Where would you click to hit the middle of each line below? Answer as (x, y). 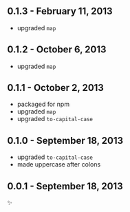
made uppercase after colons (59, 165)
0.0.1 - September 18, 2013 (65, 186)
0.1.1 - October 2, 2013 (56, 88)
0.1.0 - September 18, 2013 (65, 140)
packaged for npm (43, 104)
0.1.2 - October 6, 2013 (57, 50)
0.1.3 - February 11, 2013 (60, 11)
